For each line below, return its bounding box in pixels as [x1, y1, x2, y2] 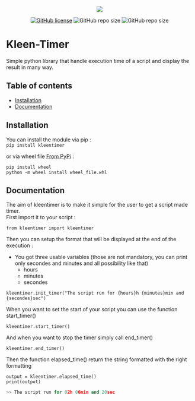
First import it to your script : [6, 214, 76, 221]
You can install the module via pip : [6, 136, 92, 143]
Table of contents [6, 81, 72, 91]
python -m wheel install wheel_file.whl [6, 169, 108, 175]
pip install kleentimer [6, 142, 65, 148]
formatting [6, 362, 32, 370]
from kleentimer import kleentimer [6, 225, 94, 231]
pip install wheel [6, 164, 52, 170]
